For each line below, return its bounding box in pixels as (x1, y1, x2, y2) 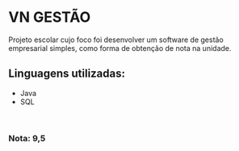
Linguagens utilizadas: (8, 67, 126, 81)
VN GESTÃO (8, 8, 91, 27)
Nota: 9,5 (8, 132, 46, 144)
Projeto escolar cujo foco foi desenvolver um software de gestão (8, 35, 224, 44)
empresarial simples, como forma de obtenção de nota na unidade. (8, 43, 232, 52)
